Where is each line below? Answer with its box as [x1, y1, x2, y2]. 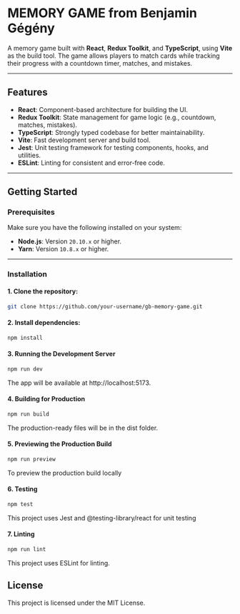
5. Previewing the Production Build [7, 440, 112, 448]
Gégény [7, 20, 55, 36]
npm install [7, 334, 43, 341]
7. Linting [7, 530, 35, 538]
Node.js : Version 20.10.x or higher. [17, 237, 122, 246]
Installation [7, 269, 48, 279]
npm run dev [7, 366, 43, 373]
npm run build [7, 411, 50, 418]
